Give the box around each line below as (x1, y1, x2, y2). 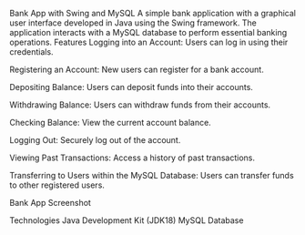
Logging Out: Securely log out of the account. (9, 135, 181, 145)
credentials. (9, 46, 54, 57)
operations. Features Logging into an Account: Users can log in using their (9, 36, 289, 47)
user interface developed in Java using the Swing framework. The (9, 17, 257, 28)
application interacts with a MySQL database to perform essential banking (9, 27, 288, 37)
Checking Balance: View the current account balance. (9, 117, 211, 128)
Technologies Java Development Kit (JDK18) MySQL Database (9, 215, 244, 226)
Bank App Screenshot (9, 198, 91, 208)
